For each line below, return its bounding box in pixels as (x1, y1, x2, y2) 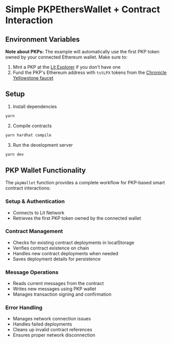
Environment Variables (5, 35, 80, 44)
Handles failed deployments (12, 321, 72, 327)
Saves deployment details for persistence (12, 256, 101, 262)
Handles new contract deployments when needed (12, 250, 119, 256)
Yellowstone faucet (12, 75, 54, 81)
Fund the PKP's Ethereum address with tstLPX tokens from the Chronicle (12, 69, 167, 75)
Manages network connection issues (12, 316, 91, 322)
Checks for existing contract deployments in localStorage (12, 239, 135, 245)
